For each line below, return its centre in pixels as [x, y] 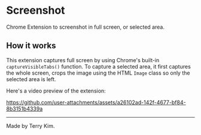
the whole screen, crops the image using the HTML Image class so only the [98, 73]
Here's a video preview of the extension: [56, 91]
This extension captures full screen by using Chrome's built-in [83, 60]
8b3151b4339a [25, 109]
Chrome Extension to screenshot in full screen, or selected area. [85, 27]
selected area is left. [31, 79]
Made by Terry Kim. [31, 125]
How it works [31, 46]
